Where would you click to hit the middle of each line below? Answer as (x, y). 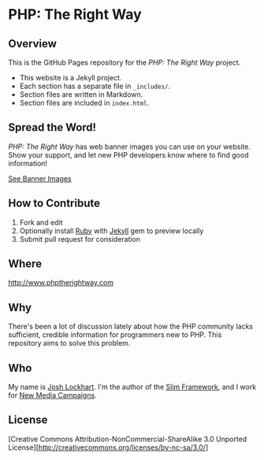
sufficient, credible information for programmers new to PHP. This (115, 335)
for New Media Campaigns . (52, 395)
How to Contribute (54, 204)
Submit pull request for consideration (80, 239)
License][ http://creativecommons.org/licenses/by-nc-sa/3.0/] (108, 447)
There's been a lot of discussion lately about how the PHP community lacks (131, 326)
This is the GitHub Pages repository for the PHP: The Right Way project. (125, 62)
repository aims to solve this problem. (69, 343)
